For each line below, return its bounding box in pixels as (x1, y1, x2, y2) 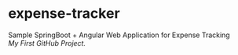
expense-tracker (8, 5, 120, 22)
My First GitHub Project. (8, 38, 86, 47)
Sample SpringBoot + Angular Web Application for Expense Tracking (8, 30, 230, 40)
